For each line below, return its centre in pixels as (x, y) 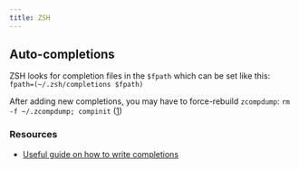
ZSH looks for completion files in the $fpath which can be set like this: (140, 76)
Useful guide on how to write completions (101, 154)
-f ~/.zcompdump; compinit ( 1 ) (66, 111)
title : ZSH (30, 18)
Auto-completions (62, 55)
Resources (34, 135)
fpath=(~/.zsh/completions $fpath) (77, 85)
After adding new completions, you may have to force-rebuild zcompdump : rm (149, 101)
